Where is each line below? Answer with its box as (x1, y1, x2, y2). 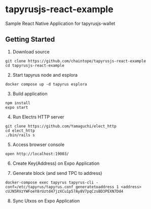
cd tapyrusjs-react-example (5, 63, 65, 68)
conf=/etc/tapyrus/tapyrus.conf (5, 184, 73, 189)
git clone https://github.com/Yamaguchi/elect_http (5, 124, 117, 129)
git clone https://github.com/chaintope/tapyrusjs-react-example (5, 58, 146, 64)
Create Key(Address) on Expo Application (12, 160, 100, 166)
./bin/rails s (5, 132, 35, 138)
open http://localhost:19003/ (5, 151, 69, 156)
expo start (5, 105, 28, 110)
